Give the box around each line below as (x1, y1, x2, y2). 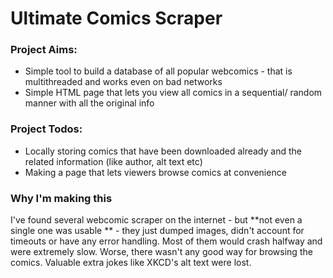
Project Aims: (10, 43, 78, 57)
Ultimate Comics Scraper (10, 7, 223, 30)
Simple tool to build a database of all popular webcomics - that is (24, 65, 293, 77)
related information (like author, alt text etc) (24, 155, 203, 167)
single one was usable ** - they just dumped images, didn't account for (10, 225, 305, 237)
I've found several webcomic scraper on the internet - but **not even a (10, 214, 303, 226)
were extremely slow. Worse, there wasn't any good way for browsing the (10, 246, 313, 258)
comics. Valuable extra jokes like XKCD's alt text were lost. (10, 257, 252, 269)
